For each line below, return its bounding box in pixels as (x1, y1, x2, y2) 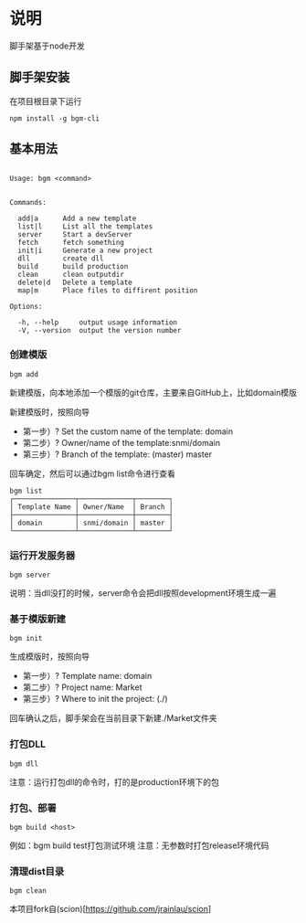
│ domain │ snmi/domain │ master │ (9, 518, 174, 527)
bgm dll (9, 759, 39, 769)
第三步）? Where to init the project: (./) (22, 694, 168, 705)
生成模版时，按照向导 (9, 651, 90, 663)
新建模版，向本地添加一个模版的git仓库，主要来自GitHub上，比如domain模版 (9, 387, 297, 398)
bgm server (9, 570, 51, 580)
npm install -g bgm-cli (9, 113, 100, 123)
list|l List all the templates (17, 221, 153, 231)
